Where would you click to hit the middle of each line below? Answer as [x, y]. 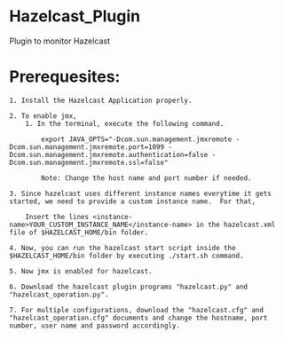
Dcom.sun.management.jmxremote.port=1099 [87, 147]
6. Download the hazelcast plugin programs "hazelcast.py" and [129, 287]
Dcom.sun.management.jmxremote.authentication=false [109, 154]
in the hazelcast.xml [236, 225]
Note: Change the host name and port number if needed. [146, 178]
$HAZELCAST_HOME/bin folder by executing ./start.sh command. [126, 256]
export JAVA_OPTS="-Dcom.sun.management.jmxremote [137, 139]
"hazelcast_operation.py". [59, 295]
